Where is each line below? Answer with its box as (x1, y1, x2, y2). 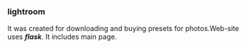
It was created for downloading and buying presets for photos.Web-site (7, 24, 239, 33)
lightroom (7, 6, 46, 17)
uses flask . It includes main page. (7, 32, 117, 41)
